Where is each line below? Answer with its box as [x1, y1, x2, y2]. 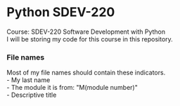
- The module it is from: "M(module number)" [6, 84, 138, 92]
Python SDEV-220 [6, 4, 115, 20]
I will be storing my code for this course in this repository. [6, 34, 173, 43]
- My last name [6, 76, 51, 84]
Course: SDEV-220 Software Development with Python [6, 27, 166, 36]
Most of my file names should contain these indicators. [6, 68, 166, 77]
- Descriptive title [6, 91, 57, 99]
